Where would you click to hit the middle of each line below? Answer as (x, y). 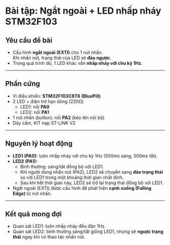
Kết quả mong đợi (34, 214)
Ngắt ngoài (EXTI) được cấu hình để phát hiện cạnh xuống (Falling (82, 188)
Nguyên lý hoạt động (39, 144)
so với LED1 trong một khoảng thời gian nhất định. (72, 177)
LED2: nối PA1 (35, 112)
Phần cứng (23, 84)
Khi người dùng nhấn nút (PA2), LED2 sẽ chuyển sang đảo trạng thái (92, 172)
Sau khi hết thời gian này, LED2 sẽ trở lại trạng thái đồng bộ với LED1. (92, 183)
